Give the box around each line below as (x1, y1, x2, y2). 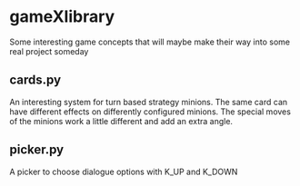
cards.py (9, 73, 62, 88)
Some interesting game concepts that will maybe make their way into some (9, 36, 291, 47)
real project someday (9, 45, 89, 56)
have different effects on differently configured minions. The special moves (9, 106, 291, 117)
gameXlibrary (9, 6, 115, 27)
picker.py (9, 142, 65, 158)
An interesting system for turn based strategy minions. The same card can (9, 96, 288, 107)
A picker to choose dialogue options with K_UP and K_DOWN (9, 166, 238, 177)
